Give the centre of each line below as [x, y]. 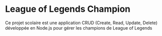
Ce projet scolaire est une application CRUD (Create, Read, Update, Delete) [81, 23]
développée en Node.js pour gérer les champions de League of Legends [79, 28]
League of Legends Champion [68, 9]
